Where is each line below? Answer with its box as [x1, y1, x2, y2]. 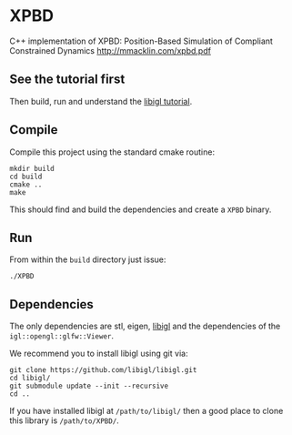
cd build [9, 172, 43, 181]
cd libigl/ [9, 374, 51, 383]
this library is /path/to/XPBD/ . [9, 415, 120, 426]
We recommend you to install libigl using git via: [9, 348, 188, 359]
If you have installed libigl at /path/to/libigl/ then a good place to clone [9, 406, 284, 417]
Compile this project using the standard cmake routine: [9, 147, 216, 157]
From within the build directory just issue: [9, 254, 166, 265]
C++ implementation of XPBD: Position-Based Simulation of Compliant [9, 35, 273, 46]
